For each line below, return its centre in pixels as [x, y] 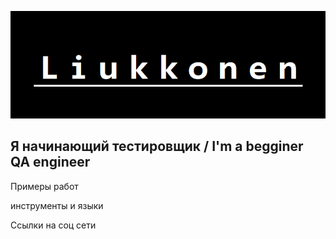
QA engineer [50, 162]
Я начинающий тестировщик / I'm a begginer [157, 146]
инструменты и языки [57, 205]
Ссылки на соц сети [53, 225]
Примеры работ [44, 186]
